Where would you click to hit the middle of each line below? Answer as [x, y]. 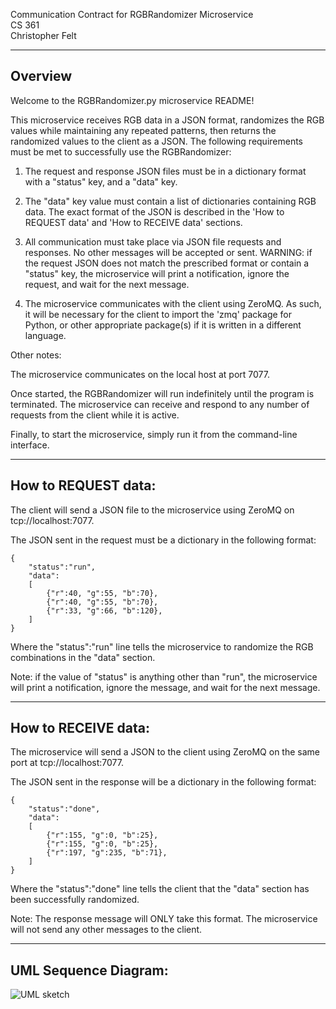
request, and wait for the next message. [107, 284]
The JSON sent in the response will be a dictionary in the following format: [163, 782]
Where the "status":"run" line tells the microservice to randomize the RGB [162, 646]
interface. [30, 445]
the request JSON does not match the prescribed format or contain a [167, 263]
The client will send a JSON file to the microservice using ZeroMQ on [152, 510]
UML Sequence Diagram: [89, 970]
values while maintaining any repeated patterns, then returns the [143, 130]
